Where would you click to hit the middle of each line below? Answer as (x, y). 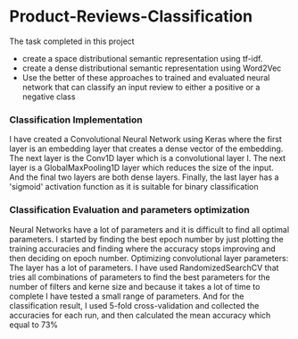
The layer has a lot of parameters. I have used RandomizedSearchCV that (144, 267)
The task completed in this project (72, 41)
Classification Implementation (76, 120)
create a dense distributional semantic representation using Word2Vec (152, 68)
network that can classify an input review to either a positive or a (141, 87)
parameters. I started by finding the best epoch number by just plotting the (146, 239)
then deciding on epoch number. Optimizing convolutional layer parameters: (149, 258)
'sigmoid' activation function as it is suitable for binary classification (134, 187)
